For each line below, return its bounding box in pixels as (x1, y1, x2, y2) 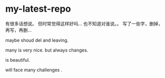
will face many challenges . (5, 67, 62, 73)
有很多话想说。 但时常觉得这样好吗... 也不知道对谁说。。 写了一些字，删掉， (5, 20, 163, 27)
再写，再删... (5, 27, 32, 33)
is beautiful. (5, 57, 30, 63)
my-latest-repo (5, 3, 72, 15)
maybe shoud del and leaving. (5, 37, 69, 43)
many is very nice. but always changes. (5, 47, 88, 53)
